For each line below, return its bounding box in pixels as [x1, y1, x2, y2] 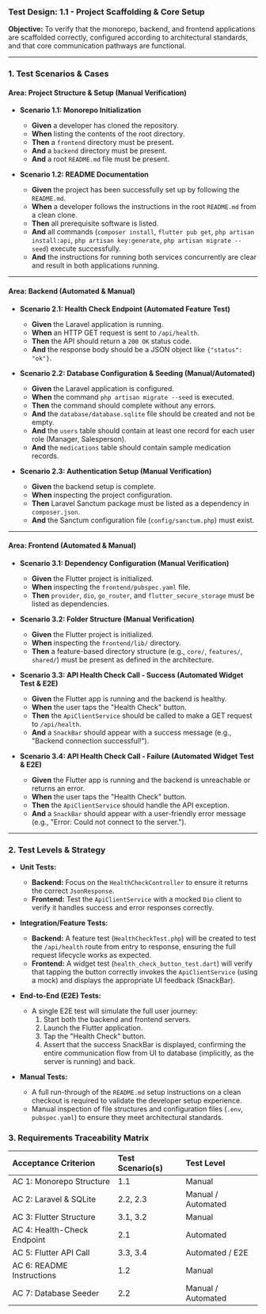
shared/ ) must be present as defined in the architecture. [31, 655, 215, 664]
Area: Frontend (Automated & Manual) [8, 541, 137, 550]
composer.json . [31, 507, 81, 516]
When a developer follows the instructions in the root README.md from [31, 202, 256, 211]
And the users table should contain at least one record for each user [31, 426, 255, 435]
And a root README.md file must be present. [31, 154, 170, 164]
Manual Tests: [19, 1072, 68, 1082]
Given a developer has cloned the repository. [31, 121, 180, 131]
